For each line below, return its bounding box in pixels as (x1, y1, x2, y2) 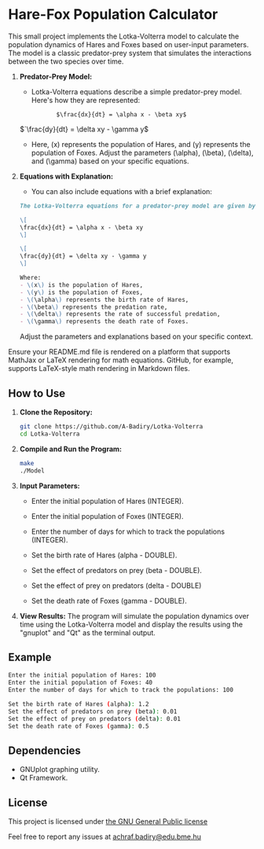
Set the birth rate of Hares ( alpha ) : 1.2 (8, 700, 149, 708)
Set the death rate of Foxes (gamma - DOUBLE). (31, 596, 187, 605)
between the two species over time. (8, 57, 124, 66)
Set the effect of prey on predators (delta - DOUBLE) (31, 580, 202, 590)
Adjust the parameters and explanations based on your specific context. (19, 332, 254, 341)
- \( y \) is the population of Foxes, (19, 289, 144, 296)
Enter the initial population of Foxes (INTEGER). (31, 511, 184, 520)
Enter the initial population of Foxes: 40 (8, 678, 153, 687)
